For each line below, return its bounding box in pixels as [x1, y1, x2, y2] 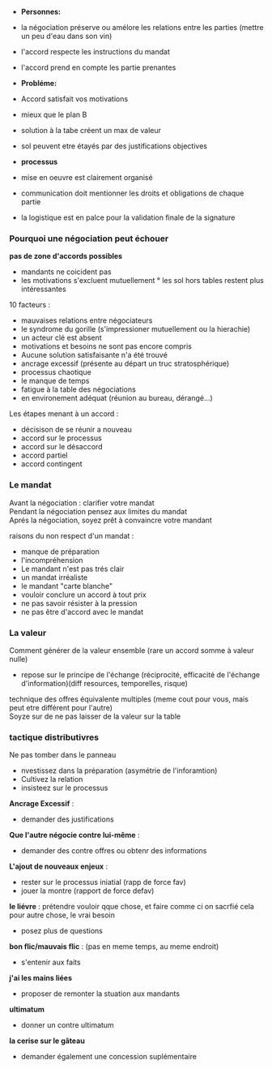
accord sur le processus [20, 433, 102, 443]
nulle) [9, 654, 28, 663]
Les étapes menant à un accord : [9, 409, 119, 419]
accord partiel [20, 450, 68, 461]
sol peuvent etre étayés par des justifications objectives [20, 141, 207, 151]
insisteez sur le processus [20, 783, 108, 793]
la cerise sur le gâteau [9, 1036, 86, 1045]
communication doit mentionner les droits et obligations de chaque [20, 188, 244, 198]
